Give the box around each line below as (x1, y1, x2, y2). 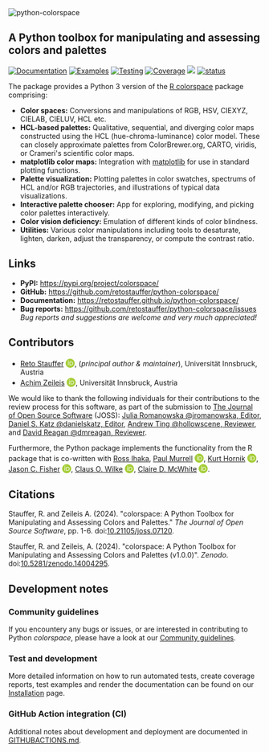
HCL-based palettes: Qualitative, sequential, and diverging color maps (19, 122, 255, 132)
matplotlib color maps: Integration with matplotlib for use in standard (19, 157, 250, 166)
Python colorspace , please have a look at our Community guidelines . (8, 632, 237, 642)
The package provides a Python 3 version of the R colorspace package (8, 81, 244, 91)
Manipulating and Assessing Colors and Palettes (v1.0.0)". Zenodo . (8, 550, 229, 560)
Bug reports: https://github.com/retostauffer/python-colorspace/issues (19, 304, 257, 313)
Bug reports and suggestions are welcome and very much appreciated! (19, 313, 257, 322)
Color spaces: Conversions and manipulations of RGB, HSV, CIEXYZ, (19, 105, 249, 115)
